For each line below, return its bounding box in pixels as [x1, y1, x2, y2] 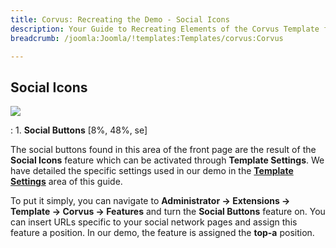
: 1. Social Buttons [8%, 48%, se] [10, 124, 148, 136]
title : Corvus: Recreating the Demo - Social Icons [10, 14, 230, 25]
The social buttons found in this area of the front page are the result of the [10, 144, 317, 156]
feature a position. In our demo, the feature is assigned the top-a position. [10, 227, 315, 239]
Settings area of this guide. [10, 176, 123, 188]
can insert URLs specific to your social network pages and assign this [10, 216, 298, 228]
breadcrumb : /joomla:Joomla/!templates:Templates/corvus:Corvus [10, 33, 284, 43]
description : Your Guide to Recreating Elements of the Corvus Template [10, 24, 320, 34]
